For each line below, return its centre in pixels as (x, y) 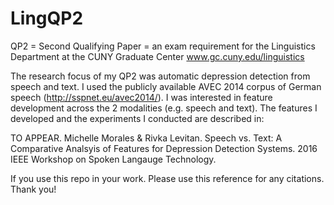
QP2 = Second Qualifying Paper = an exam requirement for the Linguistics (163, 46)
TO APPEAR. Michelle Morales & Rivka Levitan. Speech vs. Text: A (146, 138)
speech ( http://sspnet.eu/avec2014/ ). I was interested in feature (141, 97)
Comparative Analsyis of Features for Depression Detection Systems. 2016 (164, 148)
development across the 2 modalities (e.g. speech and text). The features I (164, 108)
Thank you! (33, 189)
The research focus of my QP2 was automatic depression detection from (160, 76)
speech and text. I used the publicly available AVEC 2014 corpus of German (166, 86)
